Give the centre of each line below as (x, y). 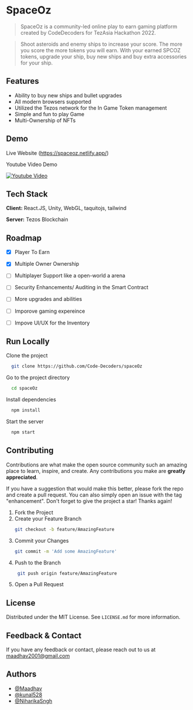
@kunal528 (28, 694)
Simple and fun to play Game (49, 114)
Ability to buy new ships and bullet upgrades (68, 95)
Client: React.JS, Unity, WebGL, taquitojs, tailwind (66, 208)
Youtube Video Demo (32, 164)
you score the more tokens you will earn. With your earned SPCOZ (101, 50)
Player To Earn (32, 252)
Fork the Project (34, 512)
